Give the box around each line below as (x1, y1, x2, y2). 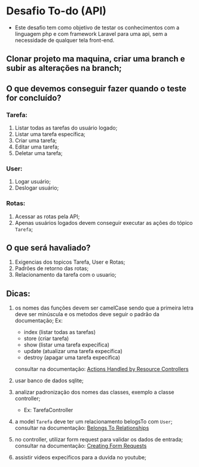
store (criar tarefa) (23, 335, 69, 342)
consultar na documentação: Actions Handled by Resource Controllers (14, 366, 189, 373)
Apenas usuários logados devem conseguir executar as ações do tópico (14, 219, 193, 226)
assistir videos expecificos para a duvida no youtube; (14, 454, 146, 461)
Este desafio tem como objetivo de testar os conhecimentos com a (14, 24, 180, 31)
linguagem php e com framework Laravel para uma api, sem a (14, 30, 167, 37)
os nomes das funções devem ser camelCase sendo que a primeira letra (14, 304, 194, 311)
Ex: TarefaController (23, 407, 74, 414)
